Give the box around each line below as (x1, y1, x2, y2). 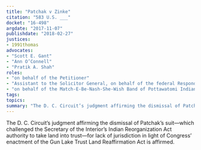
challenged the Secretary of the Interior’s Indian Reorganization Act (6, 126, 172, 133)
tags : (6, 92, 20, 98)
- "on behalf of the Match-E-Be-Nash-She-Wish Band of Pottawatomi (6, 86, 178, 92)
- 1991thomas (6, 42, 39, 48)
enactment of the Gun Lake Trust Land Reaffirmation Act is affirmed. (6, 138, 175, 145)
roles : (6, 70, 23, 76)
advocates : (6, 48, 33, 54)
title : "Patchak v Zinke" (6, 8, 71, 15)
